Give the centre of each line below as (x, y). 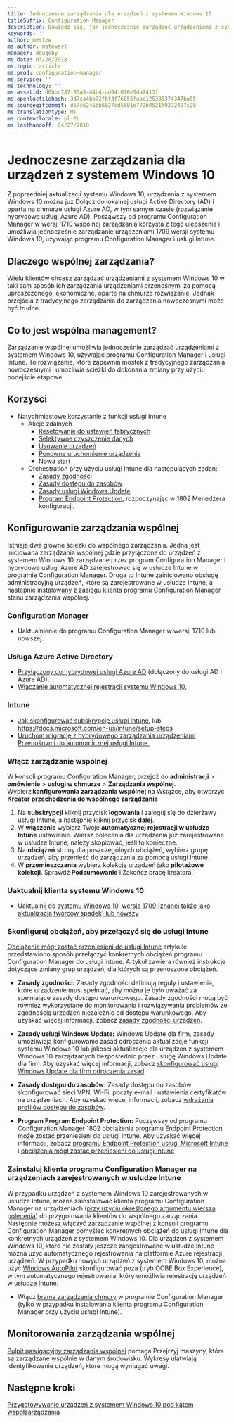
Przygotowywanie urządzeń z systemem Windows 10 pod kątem (100, 1405)
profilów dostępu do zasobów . (61, 1107)
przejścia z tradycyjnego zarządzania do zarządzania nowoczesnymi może (116, 301)
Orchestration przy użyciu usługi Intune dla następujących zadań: (123, 468)
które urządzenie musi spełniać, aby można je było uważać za (107, 990)
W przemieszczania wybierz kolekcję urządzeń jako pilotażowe (111, 865)
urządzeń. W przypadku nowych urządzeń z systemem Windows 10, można (117, 1260)
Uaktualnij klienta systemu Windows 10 (76, 890)
